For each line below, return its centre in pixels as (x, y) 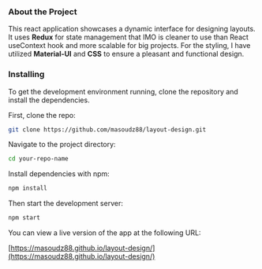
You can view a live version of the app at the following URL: (105, 233)
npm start (24, 218)
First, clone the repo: (42, 115)
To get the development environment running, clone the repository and (123, 91)
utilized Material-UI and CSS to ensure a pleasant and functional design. (126, 54)
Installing (26, 75)
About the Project (43, 12)
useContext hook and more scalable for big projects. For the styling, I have (129, 46)
